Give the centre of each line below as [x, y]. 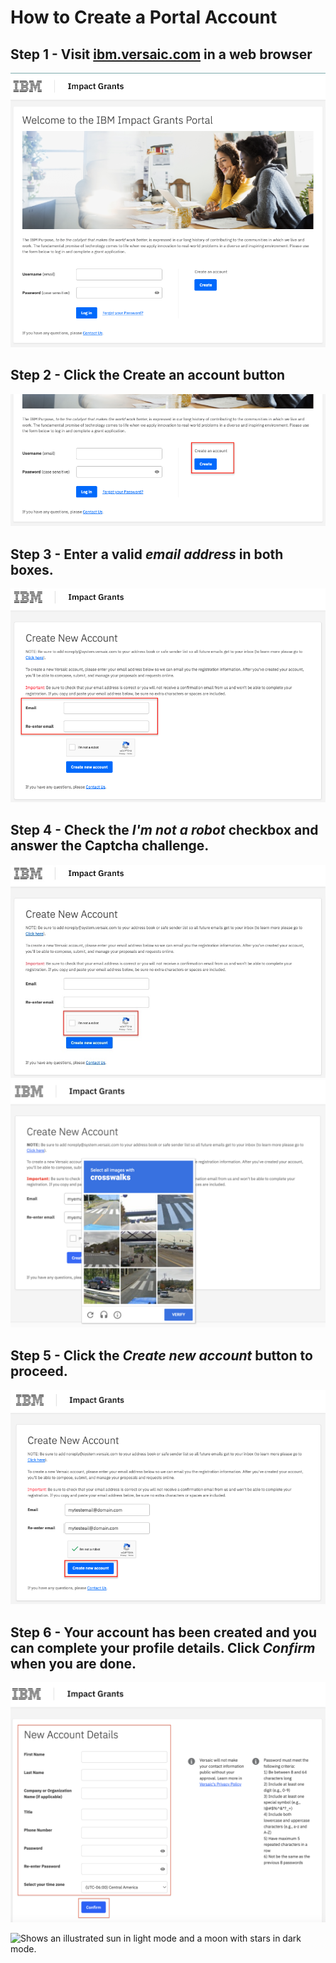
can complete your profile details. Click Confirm [163, 1647]
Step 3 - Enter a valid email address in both [147, 554]
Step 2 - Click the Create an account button [148, 375]
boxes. [32, 569]
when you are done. [73, 1663]
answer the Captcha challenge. [110, 846]
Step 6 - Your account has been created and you [163, 1632]
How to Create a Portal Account [144, 17]
